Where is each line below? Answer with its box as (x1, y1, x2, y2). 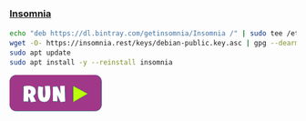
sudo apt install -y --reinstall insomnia (9, 57, 173, 66)
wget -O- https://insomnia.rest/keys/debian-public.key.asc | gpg (9, 39, 267, 48)
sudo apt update (9, 48, 71, 57)
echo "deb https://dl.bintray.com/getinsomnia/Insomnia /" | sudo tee (9, 29, 283, 38)
